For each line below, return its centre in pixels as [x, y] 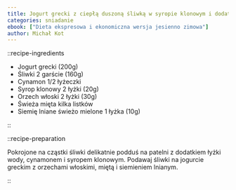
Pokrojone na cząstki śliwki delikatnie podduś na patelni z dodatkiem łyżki [114, 152]
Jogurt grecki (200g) [48, 67]
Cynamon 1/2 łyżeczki [49, 82]
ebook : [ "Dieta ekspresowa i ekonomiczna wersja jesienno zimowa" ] [108, 27]
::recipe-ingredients [36, 53]
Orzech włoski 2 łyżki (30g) [57, 97]
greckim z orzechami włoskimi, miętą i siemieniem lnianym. [93, 167]
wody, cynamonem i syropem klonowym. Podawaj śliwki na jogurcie [106, 160]
